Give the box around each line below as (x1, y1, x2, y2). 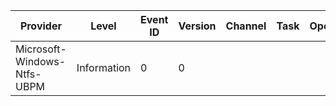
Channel (225, 19, 267, 33)
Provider (19, 19, 62, 33)
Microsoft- (15, 42, 67, 56)
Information (76, 61, 132, 74)
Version (178, 19, 217, 33)
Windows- (15, 55, 67, 68)
